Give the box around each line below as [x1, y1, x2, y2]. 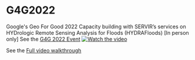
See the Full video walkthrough [6, 46, 82, 54]
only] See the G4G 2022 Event [6, 35, 81, 42]
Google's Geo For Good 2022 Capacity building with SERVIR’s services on [6, 23, 186, 30]
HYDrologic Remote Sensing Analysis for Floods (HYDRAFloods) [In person [6, 29, 189, 36]
